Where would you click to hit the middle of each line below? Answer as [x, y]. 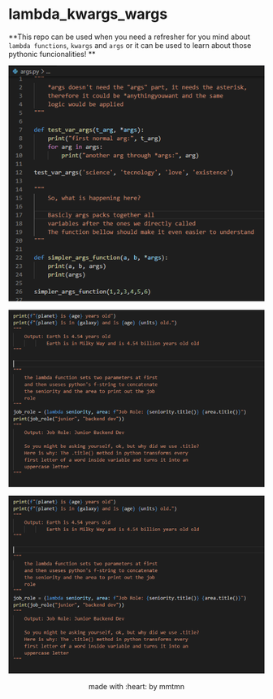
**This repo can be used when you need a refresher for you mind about [129, 37]
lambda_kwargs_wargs [88, 14]
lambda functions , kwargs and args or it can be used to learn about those [130, 45]
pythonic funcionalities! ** [52, 54]
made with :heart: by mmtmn [136, 686]
